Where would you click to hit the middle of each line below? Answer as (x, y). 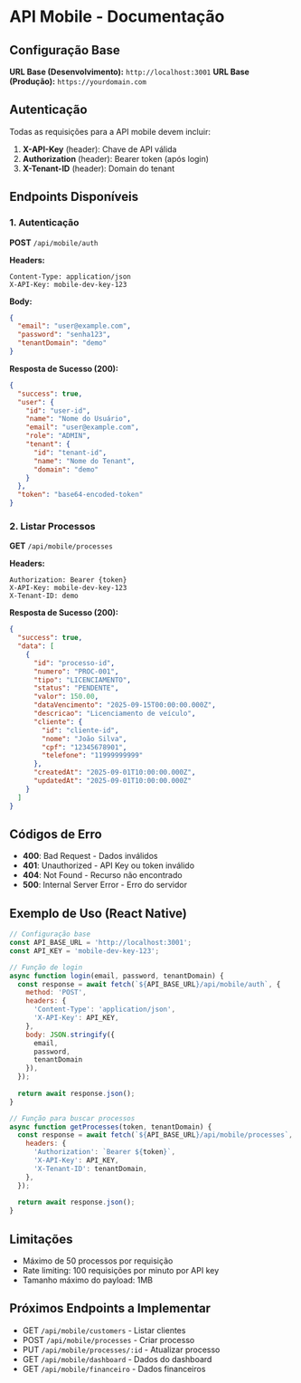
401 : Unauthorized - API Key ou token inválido (108, 865)
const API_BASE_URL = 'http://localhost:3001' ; (101, 943)
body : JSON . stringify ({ (71, 1035)
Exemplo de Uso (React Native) (99, 913)
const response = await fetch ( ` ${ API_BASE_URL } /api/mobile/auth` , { (149, 984)
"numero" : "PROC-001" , (76, 672)
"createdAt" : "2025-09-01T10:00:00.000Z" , (114, 773)
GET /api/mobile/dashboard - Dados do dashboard (117, 1359)
